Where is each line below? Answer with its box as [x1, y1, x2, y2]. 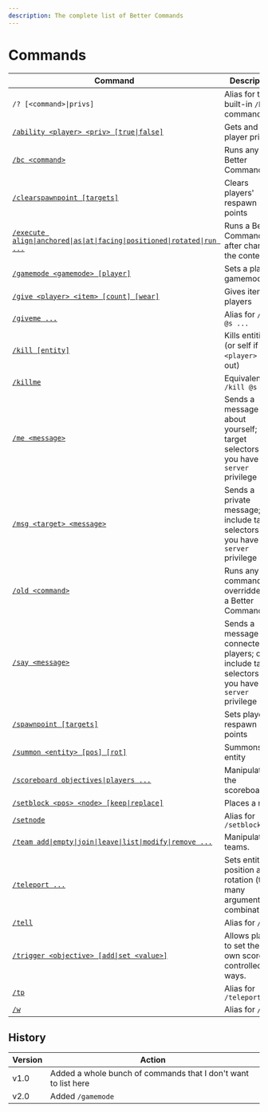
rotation [224, 874, 254, 885]
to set [224, 940, 246, 951]
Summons [224, 741, 262, 752]
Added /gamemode [50, 1090, 114, 1102]
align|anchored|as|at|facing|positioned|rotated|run [12, 236, 217, 245]
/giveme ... [12, 313, 58, 323]
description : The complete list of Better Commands [8, 11, 183, 20]
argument [224, 894, 261, 905]
